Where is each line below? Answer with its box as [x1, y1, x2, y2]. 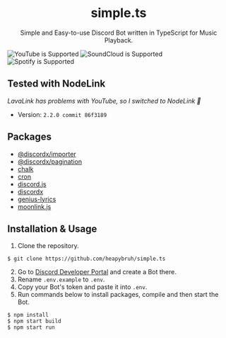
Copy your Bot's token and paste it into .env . [17, 283, 148, 291]
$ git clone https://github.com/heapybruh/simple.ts [7, 255, 166, 263]
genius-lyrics [17, 195, 56, 203]
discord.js [17, 179, 47, 188]
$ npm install [7, 312, 49, 319]
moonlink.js [17, 202, 52, 210]
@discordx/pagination [17, 157, 83, 166]
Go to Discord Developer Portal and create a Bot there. [17, 268, 177, 276]
